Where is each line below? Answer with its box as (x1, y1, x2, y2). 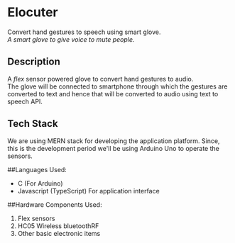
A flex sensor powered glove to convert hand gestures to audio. (7, 74, 194, 83)
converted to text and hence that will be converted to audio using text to (7, 89, 219, 98)
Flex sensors (17, 214, 55, 222)
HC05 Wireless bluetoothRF (17, 221, 99, 230)
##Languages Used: (7, 165, 67, 174)
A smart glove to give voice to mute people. (7, 35, 135, 43)
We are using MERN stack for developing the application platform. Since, (7, 136, 220, 145)
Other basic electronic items (17, 229, 101, 237)
